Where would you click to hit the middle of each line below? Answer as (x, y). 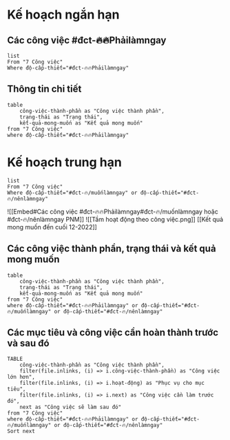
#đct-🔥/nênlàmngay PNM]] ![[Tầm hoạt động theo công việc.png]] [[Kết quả (115, 219)
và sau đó (28, 343)
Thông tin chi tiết (44, 89)
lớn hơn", (21, 377)
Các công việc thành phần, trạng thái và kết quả (112, 249)
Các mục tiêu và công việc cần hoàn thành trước (113, 332)
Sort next (21, 431)
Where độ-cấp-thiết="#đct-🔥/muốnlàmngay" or (72, 193)
